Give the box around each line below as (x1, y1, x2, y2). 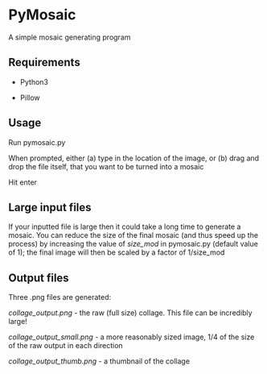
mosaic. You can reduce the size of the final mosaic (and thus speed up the (8, 231, 259, 240)
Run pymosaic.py (8, 137, 66, 147)
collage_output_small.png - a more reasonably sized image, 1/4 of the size (8, 332, 255, 342)
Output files (8, 271, 70, 285)
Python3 (19, 77, 48, 86)
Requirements (8, 56, 80, 69)
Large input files (8, 200, 92, 214)
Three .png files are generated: (8, 293, 111, 302)
